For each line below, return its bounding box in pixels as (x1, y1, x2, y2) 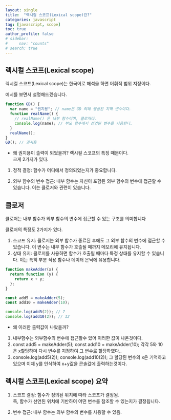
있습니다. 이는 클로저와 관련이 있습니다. (12, 184, 91, 190)
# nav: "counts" (5, 41, 50, 46)
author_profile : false (5, 31, 54, 36)
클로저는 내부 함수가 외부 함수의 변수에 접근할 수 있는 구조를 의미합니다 (5, 216, 146, 222)
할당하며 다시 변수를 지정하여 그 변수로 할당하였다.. (20, 348, 122, 354)
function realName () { (10, 111, 58, 117)
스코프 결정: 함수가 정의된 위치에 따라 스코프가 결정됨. (12, 391, 119, 398)
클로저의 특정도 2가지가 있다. (5, 226, 63, 233)
